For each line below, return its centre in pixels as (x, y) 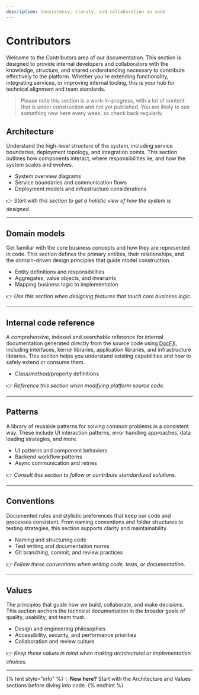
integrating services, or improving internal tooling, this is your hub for (90, 82)
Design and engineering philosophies (60, 629)
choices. (17, 662)
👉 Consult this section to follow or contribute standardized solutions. (91, 474)
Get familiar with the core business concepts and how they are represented (98, 248)
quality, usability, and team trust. (46, 617)
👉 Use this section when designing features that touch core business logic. (99, 297)
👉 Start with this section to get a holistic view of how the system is (89, 201)
